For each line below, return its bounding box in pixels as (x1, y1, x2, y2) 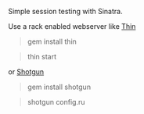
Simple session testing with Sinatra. (8, 7, 123, 16)
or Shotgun (8, 67, 45, 77)
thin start (27, 52, 57, 61)
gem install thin (27, 37, 77, 46)
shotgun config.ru (27, 98, 85, 106)
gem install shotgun (27, 82, 92, 91)
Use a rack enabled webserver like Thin (8, 22, 136, 30)
